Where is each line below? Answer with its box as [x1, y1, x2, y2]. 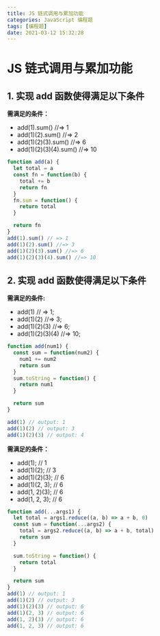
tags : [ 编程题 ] [7, 23, 48, 30]
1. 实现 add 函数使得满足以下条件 [7, 90, 145, 102]
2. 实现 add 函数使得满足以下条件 [7, 274, 147, 286]
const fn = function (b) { [13, 172, 88, 178]
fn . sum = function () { [13, 197, 78, 204]
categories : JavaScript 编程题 [7, 16, 94, 23]
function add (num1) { [7, 343, 69, 350]
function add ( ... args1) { [7, 508, 81, 515]
